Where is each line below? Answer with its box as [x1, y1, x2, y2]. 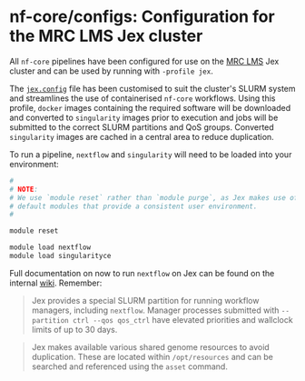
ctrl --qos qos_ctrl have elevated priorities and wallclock [72, 314, 293, 325]
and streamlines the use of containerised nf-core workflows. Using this [9, 93, 276, 104]
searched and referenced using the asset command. [31, 361, 229, 372]
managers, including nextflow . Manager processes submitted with [31, 305, 280, 316]
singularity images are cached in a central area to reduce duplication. [9, 131, 274, 142]
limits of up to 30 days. [31, 324, 118, 335]
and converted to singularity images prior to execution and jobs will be [9, 112, 279, 123]
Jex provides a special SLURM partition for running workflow [31, 295, 260, 306]
